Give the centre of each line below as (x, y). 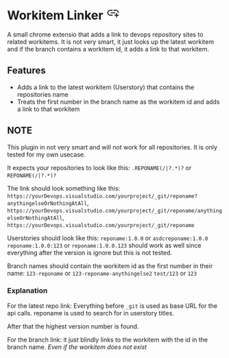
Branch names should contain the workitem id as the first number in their (110, 265)
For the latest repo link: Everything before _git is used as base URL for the (112, 306)
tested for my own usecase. (46, 154)
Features (26, 71)
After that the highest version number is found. (73, 326)
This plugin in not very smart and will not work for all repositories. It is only (112, 147)
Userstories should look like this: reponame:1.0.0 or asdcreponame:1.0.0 (108, 238)
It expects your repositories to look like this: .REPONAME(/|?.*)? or (99, 167)
